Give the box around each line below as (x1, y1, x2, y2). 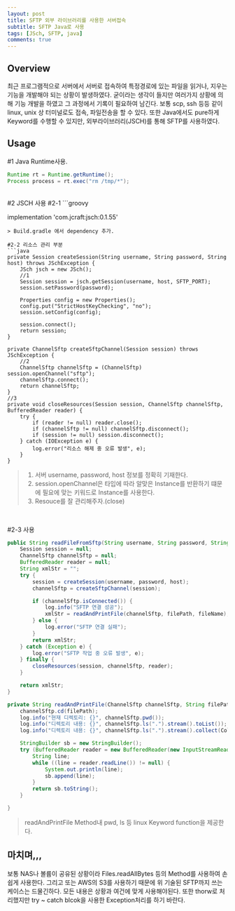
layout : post (7, 10, 45, 18)
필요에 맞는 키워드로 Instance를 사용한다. (42, 488, 155, 497)
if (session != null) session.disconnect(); (32, 431, 164, 438)
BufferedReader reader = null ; (20, 559, 111, 566)
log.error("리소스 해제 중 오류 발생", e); (32, 445, 147, 452)
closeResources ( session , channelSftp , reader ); (32, 663, 173, 670)
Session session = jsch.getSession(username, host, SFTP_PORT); (20, 278, 211, 285)
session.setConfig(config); (20, 309, 101, 316)
